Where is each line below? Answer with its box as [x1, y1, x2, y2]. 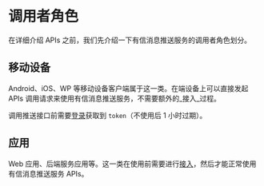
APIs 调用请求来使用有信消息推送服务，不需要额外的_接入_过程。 [8, 93, 222, 103]
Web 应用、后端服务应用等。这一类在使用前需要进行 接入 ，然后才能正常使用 [8, 159, 257, 168]
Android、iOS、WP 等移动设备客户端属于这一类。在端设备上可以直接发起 [8, 83, 249, 93]
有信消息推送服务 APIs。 [8, 168, 89, 178]
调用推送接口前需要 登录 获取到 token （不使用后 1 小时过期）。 [8, 110, 207, 120]
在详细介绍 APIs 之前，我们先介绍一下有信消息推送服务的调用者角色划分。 [8, 35, 252, 45]
